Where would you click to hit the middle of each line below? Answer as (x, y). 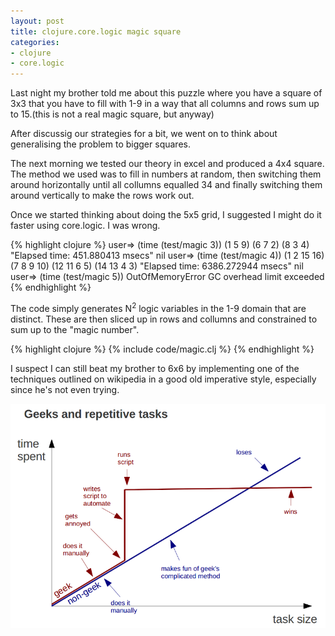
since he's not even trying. (65, 389)
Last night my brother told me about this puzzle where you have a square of (166, 93)
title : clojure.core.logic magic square (96, 31)
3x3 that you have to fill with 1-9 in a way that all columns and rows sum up (165, 104)
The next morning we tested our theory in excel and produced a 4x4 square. (167, 164)
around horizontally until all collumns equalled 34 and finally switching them (166, 185)
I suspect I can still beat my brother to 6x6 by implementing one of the (155, 368)
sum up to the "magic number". (75, 329)
